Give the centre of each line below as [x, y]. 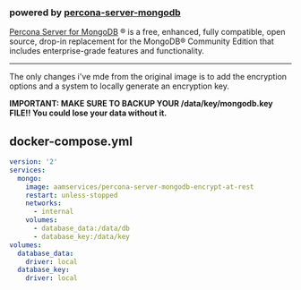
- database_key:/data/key [81, 236]
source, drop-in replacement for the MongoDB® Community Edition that [142, 41]
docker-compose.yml [71, 141]
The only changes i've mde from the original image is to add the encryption [148, 77]
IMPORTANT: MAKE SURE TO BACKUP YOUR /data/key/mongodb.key [141, 104]
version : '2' [34, 162]
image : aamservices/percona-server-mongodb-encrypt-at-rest [140, 187]
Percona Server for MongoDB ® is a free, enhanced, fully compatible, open [147, 32]
